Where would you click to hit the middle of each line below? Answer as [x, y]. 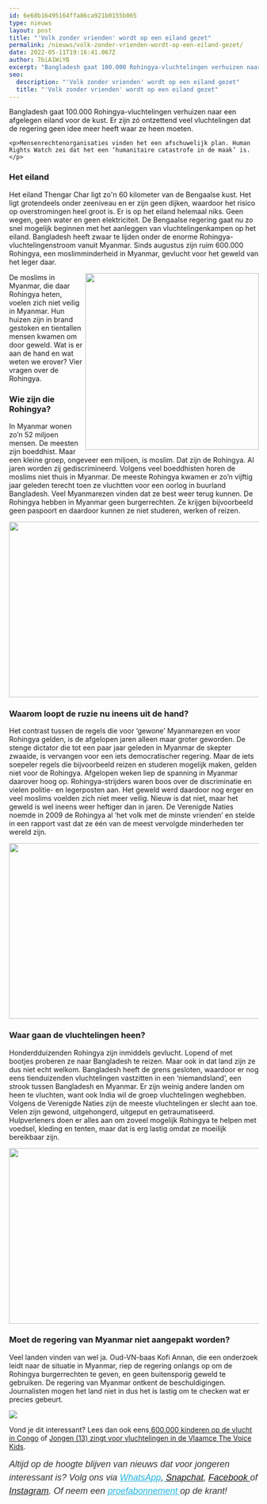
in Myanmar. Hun [37, 311]
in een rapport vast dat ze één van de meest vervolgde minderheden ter [126, 824]
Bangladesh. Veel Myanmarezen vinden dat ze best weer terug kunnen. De [131, 494]
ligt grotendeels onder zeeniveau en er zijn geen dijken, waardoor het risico [132, 202]
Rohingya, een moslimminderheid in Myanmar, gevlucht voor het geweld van [134, 253]
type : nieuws [31, 23]
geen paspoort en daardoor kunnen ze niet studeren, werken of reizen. [125, 510]
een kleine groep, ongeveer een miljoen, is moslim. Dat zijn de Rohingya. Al [132, 460]
